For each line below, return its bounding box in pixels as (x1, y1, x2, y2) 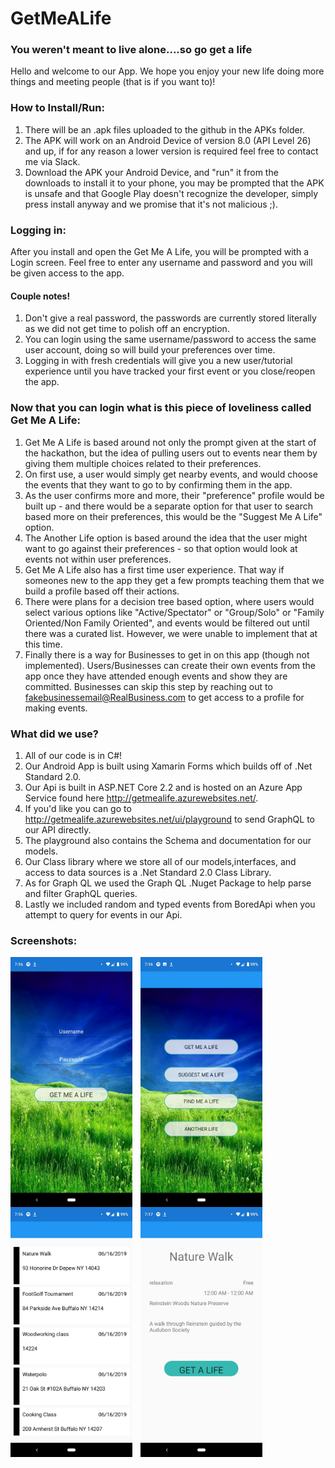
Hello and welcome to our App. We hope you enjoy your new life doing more (10, 65, 325, 77)
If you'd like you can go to (24, 802, 132, 814)
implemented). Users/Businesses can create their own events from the (24, 659, 317, 671)
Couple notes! (10, 290, 71, 302)
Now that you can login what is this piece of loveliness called (10, 401, 312, 415)
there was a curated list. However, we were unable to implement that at (24, 627, 318, 639)
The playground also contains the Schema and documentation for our (24, 834, 312, 846)
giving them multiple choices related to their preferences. (24, 457, 262, 469)
